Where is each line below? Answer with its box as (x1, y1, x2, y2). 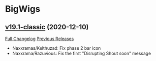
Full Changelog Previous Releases (5, 36, 74, 41)
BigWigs (5, 3, 40, 15)
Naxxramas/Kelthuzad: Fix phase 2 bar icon (12, 45, 101, 51)
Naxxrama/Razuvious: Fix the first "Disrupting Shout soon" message (12, 50, 151, 56)
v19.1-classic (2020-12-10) (5, 23, 89, 31)
